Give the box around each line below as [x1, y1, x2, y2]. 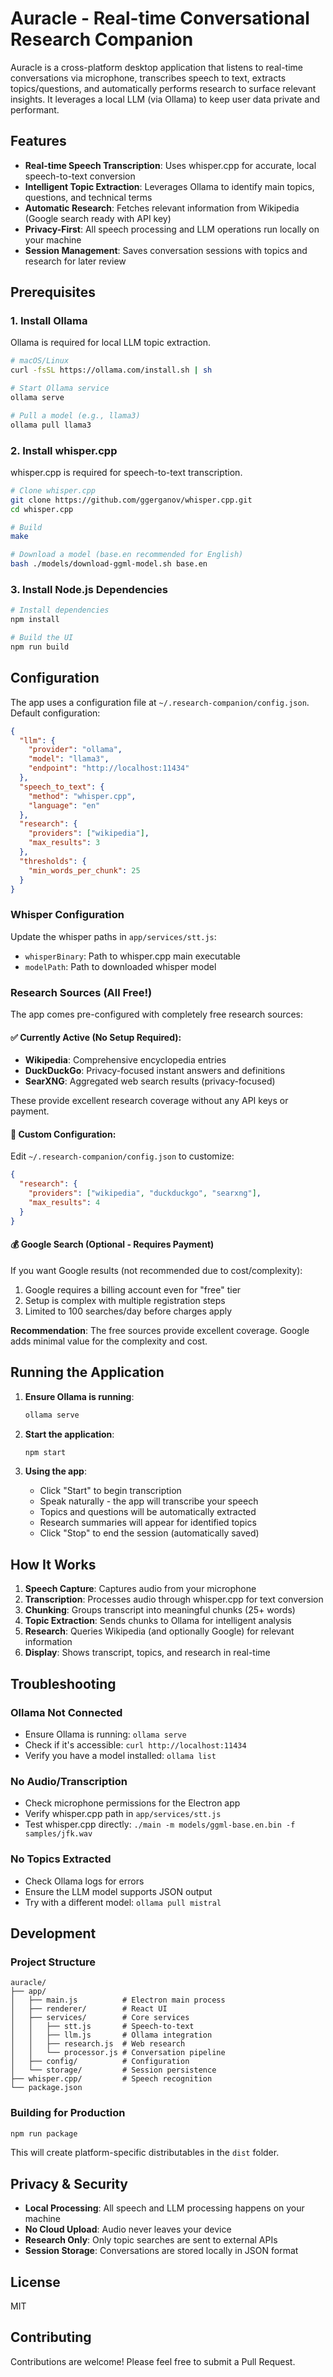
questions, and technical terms [24, 191, 153, 203]
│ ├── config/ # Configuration [10, 2057, 190, 2067]
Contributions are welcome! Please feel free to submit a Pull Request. [10, 2355, 296, 2367]
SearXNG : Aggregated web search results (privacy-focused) [24, 1075, 276, 1087]
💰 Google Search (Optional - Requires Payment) [10, 1238, 215, 1251]
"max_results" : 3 [28, 838, 101, 848]
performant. [10, 103, 60, 116]
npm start [24, 1447, 67, 1457]
